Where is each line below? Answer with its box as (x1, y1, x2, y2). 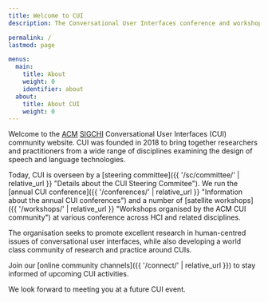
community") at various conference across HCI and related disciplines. (8, 213, 241, 222)
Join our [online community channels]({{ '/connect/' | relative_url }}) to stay (8, 260, 256, 270)
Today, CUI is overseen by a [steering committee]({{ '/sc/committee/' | (8, 170, 240, 180)
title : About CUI (22, 100, 81, 108)
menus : (8, 55, 30, 64)
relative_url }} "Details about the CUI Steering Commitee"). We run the (8, 179, 238, 189)
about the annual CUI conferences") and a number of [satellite (8, 196, 213, 205)
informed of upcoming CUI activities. (8, 269, 129, 279)
